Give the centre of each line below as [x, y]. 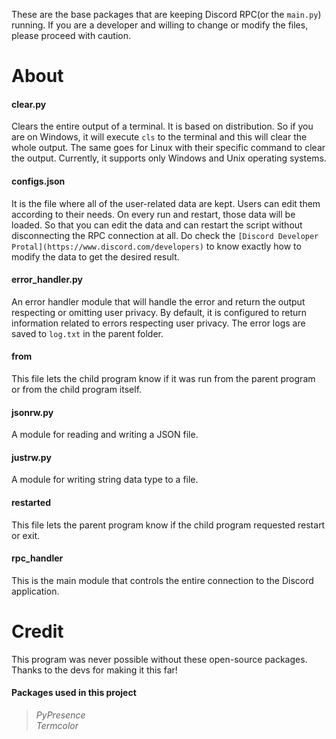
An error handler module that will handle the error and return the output [158, 301]
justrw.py [31, 457]
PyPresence [60, 715]
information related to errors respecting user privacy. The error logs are [158, 323]
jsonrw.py [32, 412]
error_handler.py [47, 280]
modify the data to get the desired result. [95, 256]
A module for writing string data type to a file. [105, 480]
